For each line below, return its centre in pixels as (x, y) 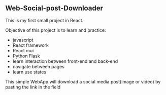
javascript (23, 40)
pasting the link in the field (33, 87)
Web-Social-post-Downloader (54, 8)
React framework (31, 45)
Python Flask (26, 56)
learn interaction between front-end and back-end (65, 61)
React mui (23, 50)
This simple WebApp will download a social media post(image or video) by (83, 81)
